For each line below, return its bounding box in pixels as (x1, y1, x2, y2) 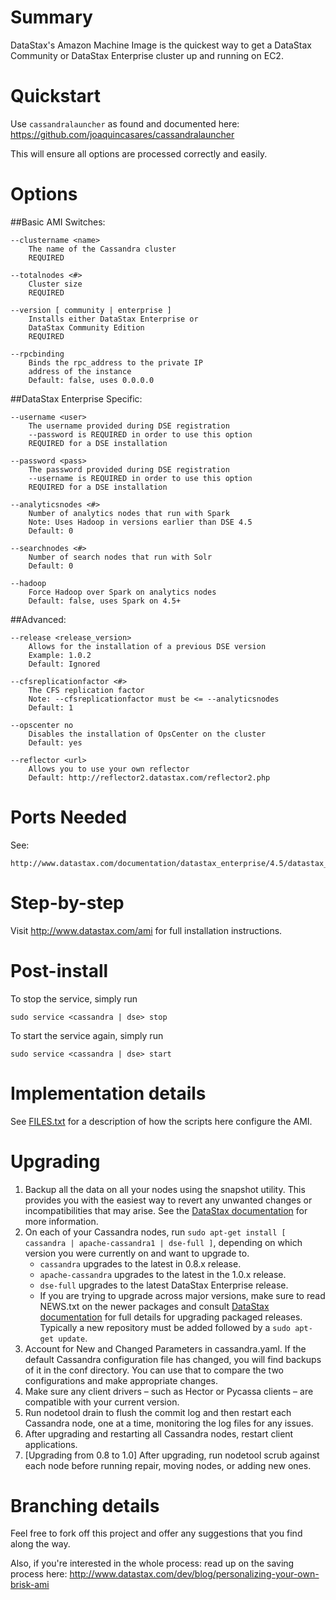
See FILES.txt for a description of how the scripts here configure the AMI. (10, 1115, 313, 1127)
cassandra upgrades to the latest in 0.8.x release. (39, 1257, 242, 1270)
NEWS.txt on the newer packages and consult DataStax (39, 1300, 270, 1312)
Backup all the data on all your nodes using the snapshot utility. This (24, 1183, 306, 1195)
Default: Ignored (28, 659, 101, 669)
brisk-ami (10, 1579, 50, 1591)
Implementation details (10, 1082, 207, 1105)
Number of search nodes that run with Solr (28, 552, 213, 562)
